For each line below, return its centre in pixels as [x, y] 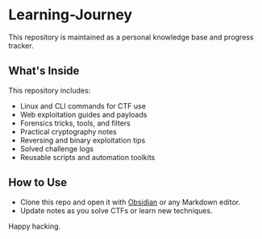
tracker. [21, 45]
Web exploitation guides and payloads [83, 114]
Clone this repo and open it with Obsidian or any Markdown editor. [130, 202]
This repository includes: [50, 90]
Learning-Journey [71, 15]
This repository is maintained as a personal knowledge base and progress [131, 37]
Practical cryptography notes [68, 131]
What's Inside [44, 71]
